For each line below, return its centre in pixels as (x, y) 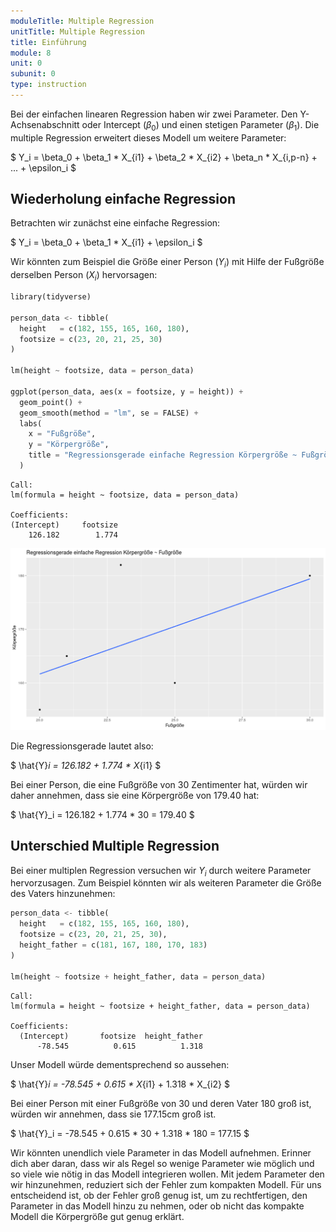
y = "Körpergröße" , (69, 445)
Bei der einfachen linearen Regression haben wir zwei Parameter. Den (154, 114)
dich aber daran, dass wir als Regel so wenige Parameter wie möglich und (162, 1163)
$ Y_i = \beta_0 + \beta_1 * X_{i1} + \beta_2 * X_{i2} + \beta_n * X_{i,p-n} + (164, 157)
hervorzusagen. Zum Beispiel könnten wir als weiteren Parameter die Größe (166, 883)
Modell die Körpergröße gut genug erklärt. (97, 1216)
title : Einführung (48, 42)
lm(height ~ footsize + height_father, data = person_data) (138, 976)
